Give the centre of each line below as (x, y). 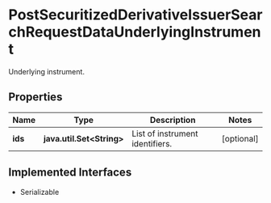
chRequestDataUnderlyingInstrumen (135, 32)
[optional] (240, 138)
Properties (35, 97)
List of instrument (165, 133)
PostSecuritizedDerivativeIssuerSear (135, 15)
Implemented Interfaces (70, 173)
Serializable (40, 192)
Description (173, 120)
